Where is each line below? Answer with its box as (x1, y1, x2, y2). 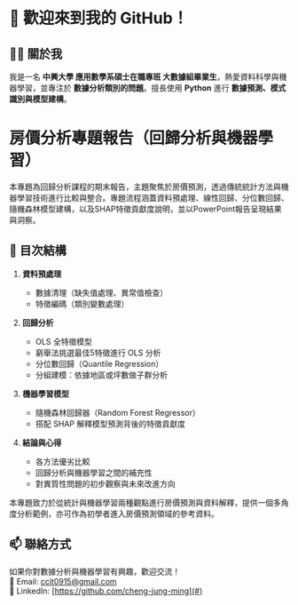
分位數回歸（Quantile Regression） (35, 358, 164, 369)
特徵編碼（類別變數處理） (35, 299, 129, 309)
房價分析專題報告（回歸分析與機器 (9, 128, 259, 148)
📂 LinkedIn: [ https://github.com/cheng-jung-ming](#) (9, 585, 203, 596)
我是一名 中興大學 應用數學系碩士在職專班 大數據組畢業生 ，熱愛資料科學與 (9, 72, 279, 82)
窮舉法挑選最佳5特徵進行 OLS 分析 (35, 347, 161, 358)
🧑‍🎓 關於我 (9, 46, 63, 61)
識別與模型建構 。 (9, 94, 72, 104)
